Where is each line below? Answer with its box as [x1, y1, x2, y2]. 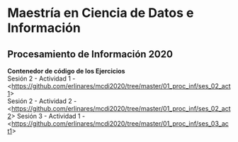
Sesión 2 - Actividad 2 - [7, 97, 77, 105]
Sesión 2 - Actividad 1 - [7, 74, 76, 83]
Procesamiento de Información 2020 [7, 48, 174, 60]
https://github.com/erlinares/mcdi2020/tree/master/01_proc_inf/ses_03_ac [11, 119, 229, 128]
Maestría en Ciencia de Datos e [7, 5, 194, 21]
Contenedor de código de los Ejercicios [7, 67, 125, 75]
